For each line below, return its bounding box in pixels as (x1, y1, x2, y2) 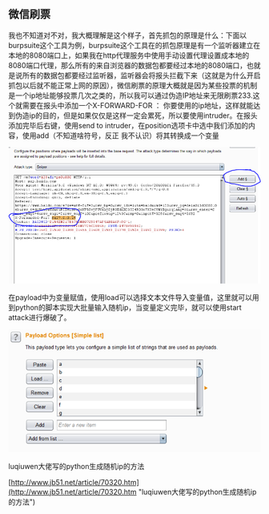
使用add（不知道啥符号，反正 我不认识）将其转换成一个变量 (22, 131, 219, 140)
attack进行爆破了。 (8, 313, 71, 322)
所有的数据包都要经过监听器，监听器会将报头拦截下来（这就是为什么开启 (22, 71, 261, 80)
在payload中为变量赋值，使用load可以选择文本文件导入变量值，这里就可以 (8, 293, 253, 302)
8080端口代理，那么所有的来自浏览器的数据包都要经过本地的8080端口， (8, 60, 247, 70)
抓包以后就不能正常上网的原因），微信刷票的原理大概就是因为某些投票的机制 (8, 80, 258, 90)
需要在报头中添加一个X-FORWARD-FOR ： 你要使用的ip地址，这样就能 (22, 100, 254, 110)
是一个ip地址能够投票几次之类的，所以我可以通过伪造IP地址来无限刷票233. (8, 91, 254, 100)
